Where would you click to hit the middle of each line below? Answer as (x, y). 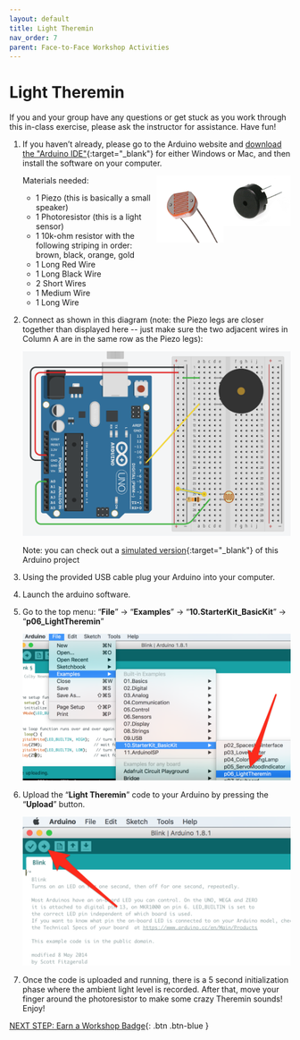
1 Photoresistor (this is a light (88, 217)
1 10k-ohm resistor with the (85, 236)
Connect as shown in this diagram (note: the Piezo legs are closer (143, 320)
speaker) (52, 208)
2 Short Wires (61, 284)
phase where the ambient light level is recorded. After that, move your (150, 990)
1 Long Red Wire (66, 265)
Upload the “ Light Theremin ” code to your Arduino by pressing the (146, 795)
